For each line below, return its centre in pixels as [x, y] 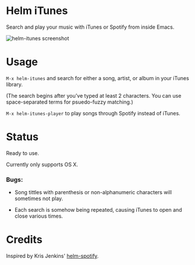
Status [22, 137]
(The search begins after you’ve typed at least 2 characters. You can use [94, 95]
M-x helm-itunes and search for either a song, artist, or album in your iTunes [98, 78]
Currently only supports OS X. [42, 164]
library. [15, 84]
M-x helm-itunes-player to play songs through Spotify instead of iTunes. [93, 113]
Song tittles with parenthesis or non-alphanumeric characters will [93, 192]
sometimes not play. [39, 199]
